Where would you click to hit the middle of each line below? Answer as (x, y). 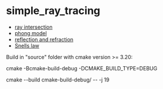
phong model (30, 33)
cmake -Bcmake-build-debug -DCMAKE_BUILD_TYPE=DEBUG (82, 68)
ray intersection (33, 27)
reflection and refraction (44, 39)
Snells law (27, 46)
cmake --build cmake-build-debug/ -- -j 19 (58, 80)
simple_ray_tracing (53, 11)
